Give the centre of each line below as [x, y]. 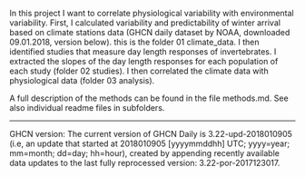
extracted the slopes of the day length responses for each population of [144, 61]
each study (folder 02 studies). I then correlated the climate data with [139, 71]
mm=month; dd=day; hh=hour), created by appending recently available [144, 153]
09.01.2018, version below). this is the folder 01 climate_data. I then [135, 42]
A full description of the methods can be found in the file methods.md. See [149, 98]
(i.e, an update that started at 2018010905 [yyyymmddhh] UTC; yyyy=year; [150, 143]
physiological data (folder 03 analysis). [82, 80]
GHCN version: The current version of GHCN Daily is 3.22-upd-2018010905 [151, 134]
